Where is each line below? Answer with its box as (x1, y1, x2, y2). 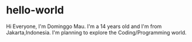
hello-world (6, 3, 65, 17)
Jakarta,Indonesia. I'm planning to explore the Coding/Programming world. (6, 29, 187, 36)
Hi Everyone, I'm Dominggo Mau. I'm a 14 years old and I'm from (6, 23, 162, 30)
